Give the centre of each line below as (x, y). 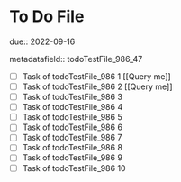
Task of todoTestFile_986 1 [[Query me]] (96, 76)
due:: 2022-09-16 (42, 41)
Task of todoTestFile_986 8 (72, 148)
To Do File (47, 17)
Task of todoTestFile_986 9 (72, 158)
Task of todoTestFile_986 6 (72, 127)
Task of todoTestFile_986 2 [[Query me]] (97, 86)
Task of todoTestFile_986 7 (72, 138)
